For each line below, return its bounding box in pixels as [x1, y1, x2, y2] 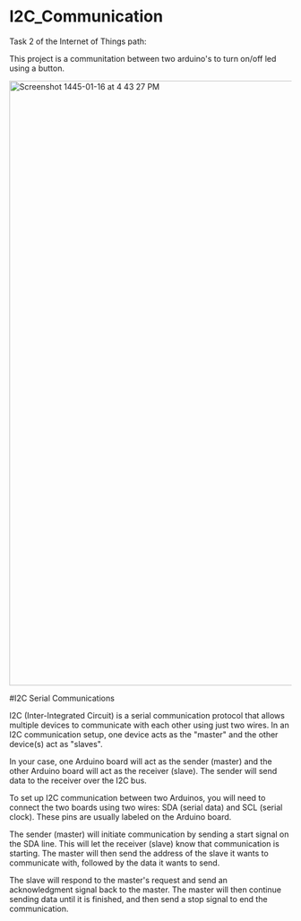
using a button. [9, 63, 65, 73]
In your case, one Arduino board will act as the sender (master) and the [9, 755, 272, 767]
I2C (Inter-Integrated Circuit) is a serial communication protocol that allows [9, 710, 285, 720]
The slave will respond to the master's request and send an [9, 874, 228, 885]
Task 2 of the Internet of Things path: [9, 36, 147, 47]
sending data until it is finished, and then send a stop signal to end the [9, 893, 268, 904]
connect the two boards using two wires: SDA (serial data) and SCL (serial [9, 802, 283, 813]
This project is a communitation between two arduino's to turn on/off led [9, 53, 277, 64]
